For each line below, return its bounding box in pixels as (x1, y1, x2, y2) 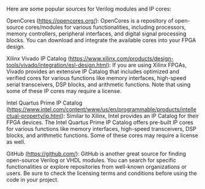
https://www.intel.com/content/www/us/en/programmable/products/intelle (8, 106, 197, 113)
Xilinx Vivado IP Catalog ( (6, 55, 70, 62)
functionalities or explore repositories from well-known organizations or (6, 163, 187, 170)
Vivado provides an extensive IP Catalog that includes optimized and (6, 68, 179, 75)
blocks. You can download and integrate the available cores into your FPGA (6, 37, 196, 43)
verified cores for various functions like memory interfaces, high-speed (6, 75, 187, 81)
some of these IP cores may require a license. (6, 87, 122, 94)
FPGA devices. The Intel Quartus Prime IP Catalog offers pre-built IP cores (6, 119, 194, 126)
